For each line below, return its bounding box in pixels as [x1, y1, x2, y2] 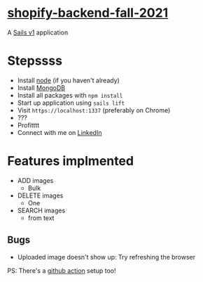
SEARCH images [17, 206, 66, 214]
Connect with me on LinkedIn [17, 128, 102, 136]
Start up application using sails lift [17, 98, 125, 107]
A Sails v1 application [7, 28, 69, 37]
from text [27, 213, 55, 222]
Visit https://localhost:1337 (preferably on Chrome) [17, 105, 171, 114]
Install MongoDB [17, 83, 66, 92]
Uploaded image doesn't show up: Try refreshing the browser [17, 252, 196, 261]
